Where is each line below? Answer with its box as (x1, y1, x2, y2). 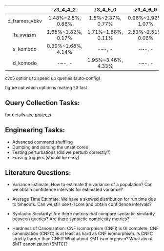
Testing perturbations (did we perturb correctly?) (12, 149, 111, 155)
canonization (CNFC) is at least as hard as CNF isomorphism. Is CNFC (12, 230, 153, 236)
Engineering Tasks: (5, 126, 65, 134)
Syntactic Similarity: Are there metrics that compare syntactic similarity (12, 211, 155, 217)
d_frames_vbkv (7, 18, 42, 24)
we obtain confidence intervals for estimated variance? (12, 187, 123, 192)
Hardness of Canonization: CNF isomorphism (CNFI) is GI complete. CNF (12, 226, 159, 231)
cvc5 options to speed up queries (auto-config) (5, 75, 101, 81)
